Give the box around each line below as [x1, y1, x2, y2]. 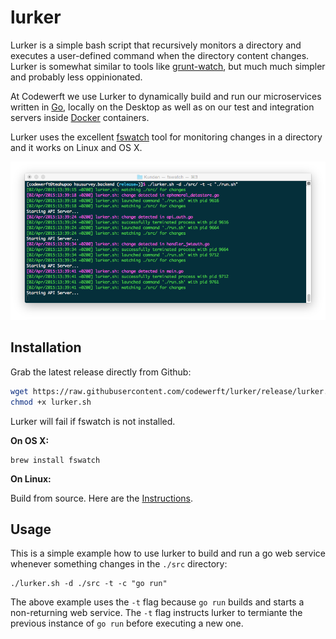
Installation [10, 339, 82, 356]
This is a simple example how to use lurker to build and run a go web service [10, 547, 326, 560]
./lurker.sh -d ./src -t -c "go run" [10, 579, 168, 589]
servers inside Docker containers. [10, 111, 150, 123]
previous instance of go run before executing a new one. [10, 617, 244, 630]
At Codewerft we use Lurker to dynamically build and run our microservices [10, 90, 322, 102]
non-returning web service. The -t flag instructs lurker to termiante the [10, 607, 303, 619]
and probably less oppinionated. [10, 71, 143, 83]
